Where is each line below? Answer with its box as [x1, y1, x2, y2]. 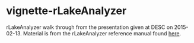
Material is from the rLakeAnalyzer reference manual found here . [23, 29, 182, 37]
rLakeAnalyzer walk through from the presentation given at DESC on [6, 24, 173, 31]
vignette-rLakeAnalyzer [6, 4, 127, 18]
